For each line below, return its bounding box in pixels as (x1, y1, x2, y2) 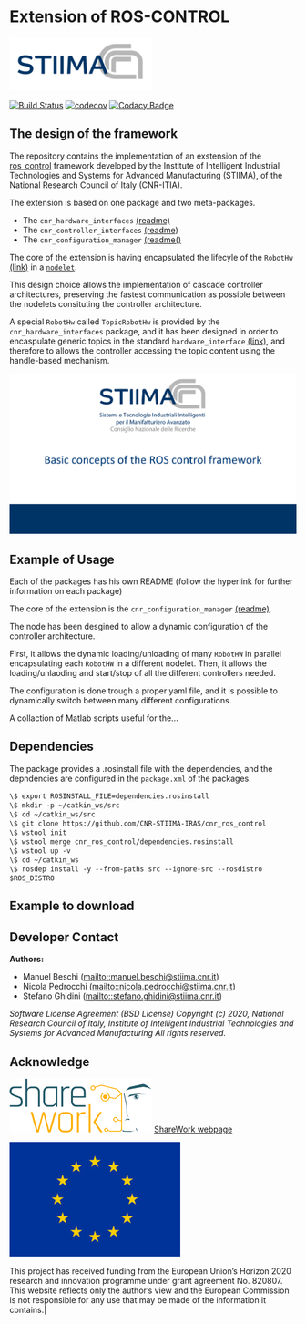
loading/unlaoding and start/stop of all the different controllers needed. (9, 668, 276, 679)
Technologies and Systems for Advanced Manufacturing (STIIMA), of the (9, 169, 283, 180)
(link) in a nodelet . (9, 262, 77, 272)
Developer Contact (9, 929, 119, 945)
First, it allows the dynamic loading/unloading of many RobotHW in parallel (9, 649, 282, 660)
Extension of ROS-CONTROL (9, 6, 230, 27)
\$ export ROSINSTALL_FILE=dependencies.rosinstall (9, 791, 209, 801)
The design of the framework (9, 126, 178, 142)
